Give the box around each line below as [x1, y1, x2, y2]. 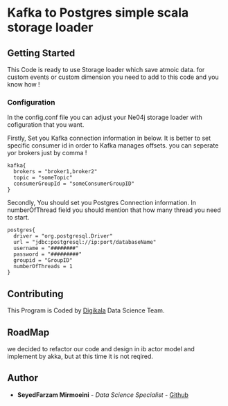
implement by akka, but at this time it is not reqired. [7, 352, 154, 360]
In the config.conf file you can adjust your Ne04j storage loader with [7, 113, 202, 122]
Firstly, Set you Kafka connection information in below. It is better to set [7, 134, 211, 143]
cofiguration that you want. [7, 121, 85, 129]
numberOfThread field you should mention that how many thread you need [7, 206, 222, 214]
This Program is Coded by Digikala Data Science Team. [7, 306, 165, 315]
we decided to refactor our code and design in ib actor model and [7, 344, 195, 353]
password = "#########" [13, 251, 82, 258]
